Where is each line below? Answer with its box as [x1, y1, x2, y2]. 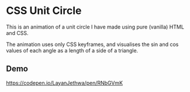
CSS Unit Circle [6, 4, 82, 17]
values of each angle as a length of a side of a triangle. [6, 47, 139, 54]
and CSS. [6, 29, 29, 36]
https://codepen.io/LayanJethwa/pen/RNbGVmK [6, 79, 123, 86]
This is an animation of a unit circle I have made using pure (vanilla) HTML [6, 23, 184, 30]
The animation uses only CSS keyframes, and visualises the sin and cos [6, 41, 179, 48]
